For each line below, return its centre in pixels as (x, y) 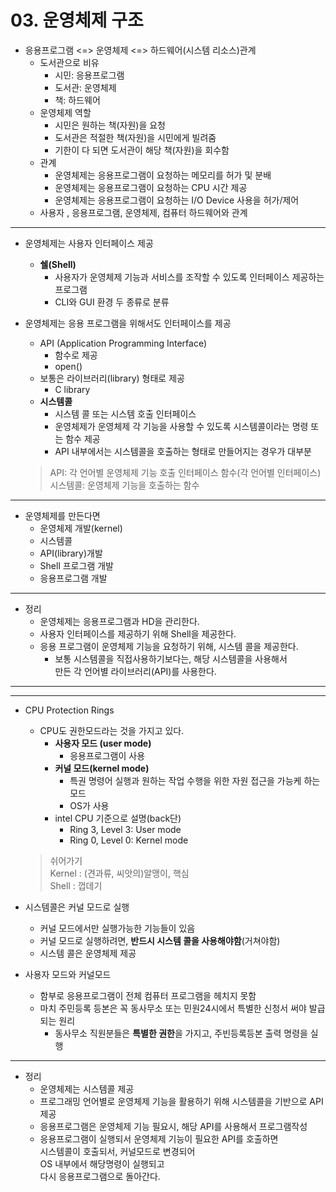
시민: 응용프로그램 (89, 75)
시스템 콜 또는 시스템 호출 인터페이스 (125, 413)
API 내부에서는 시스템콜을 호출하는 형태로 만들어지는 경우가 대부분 (183, 451)
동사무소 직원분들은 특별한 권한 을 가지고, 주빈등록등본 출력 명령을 (181, 1033)
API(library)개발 (71, 553)
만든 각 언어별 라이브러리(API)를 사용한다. (135, 671)
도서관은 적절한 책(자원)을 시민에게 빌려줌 (135, 137)
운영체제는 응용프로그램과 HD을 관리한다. (119, 621)
